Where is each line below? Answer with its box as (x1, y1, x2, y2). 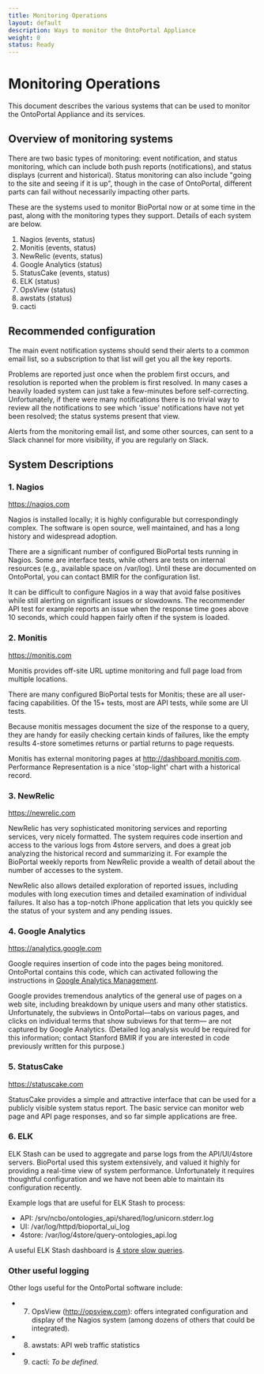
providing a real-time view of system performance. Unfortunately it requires (8, 1165, 255, 1175)
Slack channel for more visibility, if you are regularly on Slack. (8, 435, 209, 444)
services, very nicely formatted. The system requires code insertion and (8, 832, 243, 841)
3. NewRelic (8, 790, 55, 801)
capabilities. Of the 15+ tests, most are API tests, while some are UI (30, 697, 249, 708)
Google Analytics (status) (19, 259, 103, 269)
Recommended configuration (8, 325, 156, 338)
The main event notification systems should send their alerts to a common (8, 345, 250, 355)
